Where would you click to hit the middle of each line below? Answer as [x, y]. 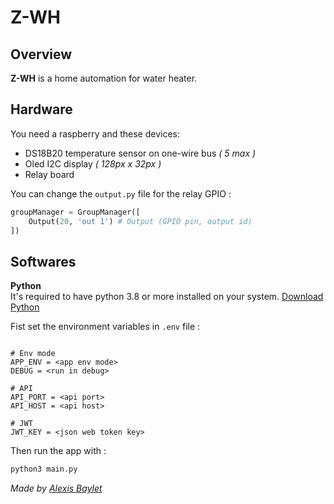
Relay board [49, 174]
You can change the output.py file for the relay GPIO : [121, 193]
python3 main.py [44, 469]
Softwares [43, 261]
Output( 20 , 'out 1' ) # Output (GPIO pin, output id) [140, 221]
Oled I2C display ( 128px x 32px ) [93, 163]
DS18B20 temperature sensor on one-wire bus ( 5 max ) [140, 153]
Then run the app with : [58, 451]
